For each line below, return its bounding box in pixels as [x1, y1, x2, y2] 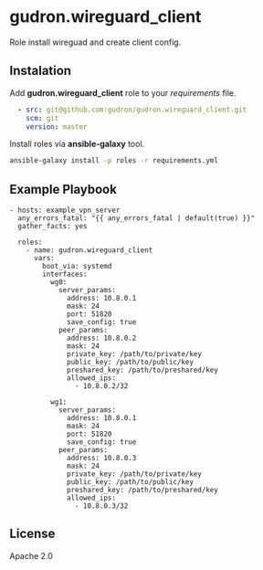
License [9, 526, 56, 542]
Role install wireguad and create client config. [9, 37, 182, 47]
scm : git [26, 113, 59, 122]
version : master [26, 121, 89, 132]
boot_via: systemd [42, 262, 112, 271]
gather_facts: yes [17, 222, 89, 231]
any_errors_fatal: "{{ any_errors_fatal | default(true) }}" [17, 214, 256, 223]
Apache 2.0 [9, 550, 53, 561]
